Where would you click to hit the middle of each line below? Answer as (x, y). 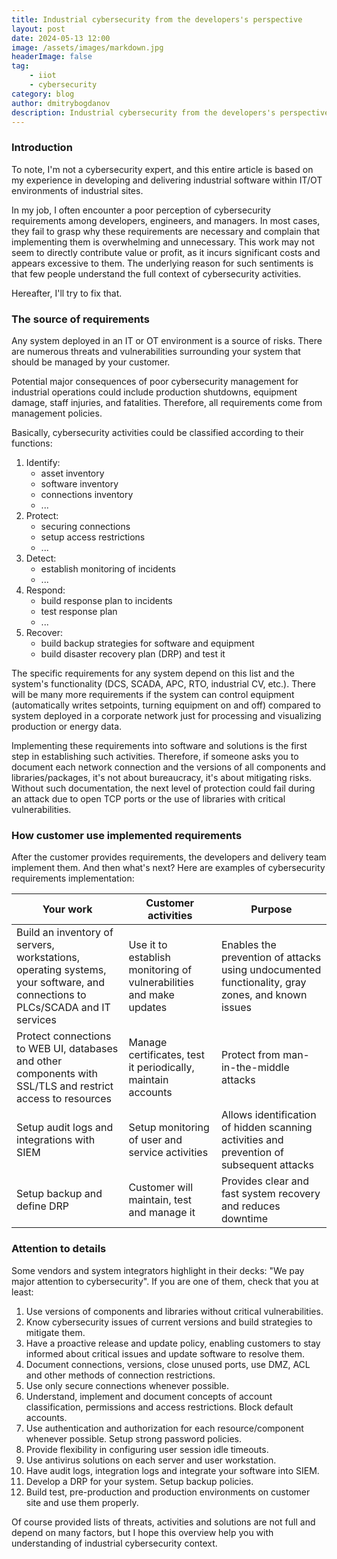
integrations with (56, 1140)
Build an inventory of (65, 933)
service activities (168, 1153)
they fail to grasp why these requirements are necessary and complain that (165, 231)
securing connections (85, 526)
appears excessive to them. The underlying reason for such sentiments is (162, 263)
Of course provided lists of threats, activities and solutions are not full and (163, 1522)
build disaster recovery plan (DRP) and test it (133, 653)
